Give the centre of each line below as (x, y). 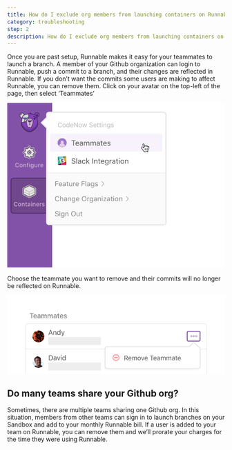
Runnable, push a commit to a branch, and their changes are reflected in (110, 72)
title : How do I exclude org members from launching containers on (106, 14)
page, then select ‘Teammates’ (51, 94)
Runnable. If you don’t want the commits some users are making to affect (111, 79)
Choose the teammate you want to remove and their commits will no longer (114, 278)
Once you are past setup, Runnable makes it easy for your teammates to (110, 57)
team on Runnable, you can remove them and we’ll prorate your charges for (115, 432)
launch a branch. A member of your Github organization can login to (104, 64)
